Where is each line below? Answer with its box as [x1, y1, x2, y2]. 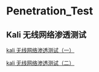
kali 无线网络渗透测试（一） [6, 47, 75, 53]
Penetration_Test [6, 4, 94, 18]
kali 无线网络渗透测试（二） [6, 59, 75, 67]
